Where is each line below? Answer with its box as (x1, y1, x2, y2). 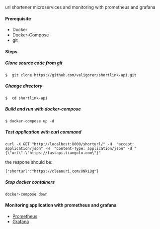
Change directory (5, 83, 43, 89)
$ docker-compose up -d (5, 118, 55, 123)
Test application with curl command (5, 129, 82, 135)
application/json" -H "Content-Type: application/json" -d (5, 146, 133, 151)
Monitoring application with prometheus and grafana (5, 202, 117, 208)
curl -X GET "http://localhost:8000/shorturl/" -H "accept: (5, 141, 135, 146)
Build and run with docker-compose (5, 106, 81, 112)
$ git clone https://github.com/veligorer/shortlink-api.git (5, 72, 137, 78)
